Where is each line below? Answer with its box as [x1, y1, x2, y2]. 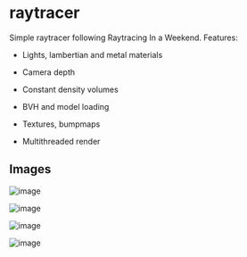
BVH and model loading [21, 101, 110, 112]
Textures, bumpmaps [21, 119, 101, 129]
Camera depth [21, 66, 76, 78]
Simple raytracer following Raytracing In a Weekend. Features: [9, 32, 238, 43]
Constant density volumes [21, 84, 119, 95]
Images [9, 162, 52, 177]
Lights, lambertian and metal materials [21, 49, 163, 60]
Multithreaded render [21, 136, 101, 146]
